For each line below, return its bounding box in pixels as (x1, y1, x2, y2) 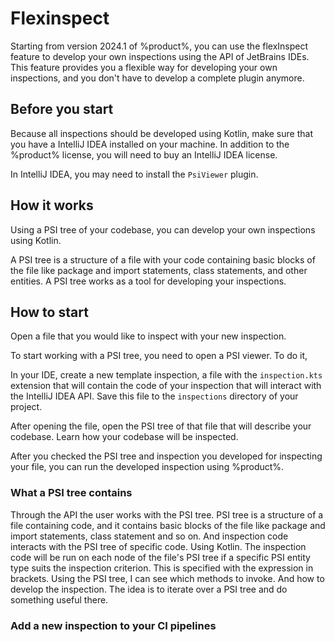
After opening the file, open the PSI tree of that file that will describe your (10, 420, 312, 432)
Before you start (10, 101, 114, 118)
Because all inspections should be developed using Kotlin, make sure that (10, 127, 313, 139)
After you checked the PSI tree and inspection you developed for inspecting (10, 450, 323, 462)
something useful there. (10, 593, 109, 606)
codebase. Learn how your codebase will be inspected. (10, 431, 239, 443)
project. (10, 401, 43, 413)
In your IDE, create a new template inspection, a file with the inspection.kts (10, 369, 323, 381)
